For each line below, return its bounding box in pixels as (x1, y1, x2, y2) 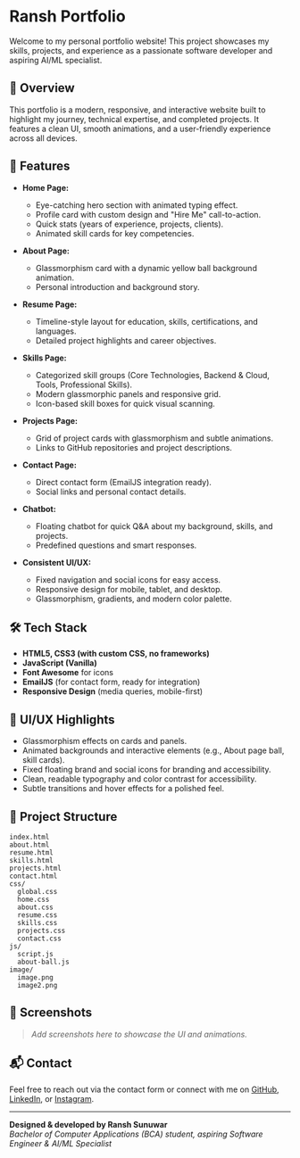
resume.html (9, 848, 54, 857)
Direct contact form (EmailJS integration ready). (35, 476, 212, 487)
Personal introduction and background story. (35, 281, 200, 292)
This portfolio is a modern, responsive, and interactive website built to (9, 104, 266, 115)
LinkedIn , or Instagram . (9, 1093, 95, 1104)
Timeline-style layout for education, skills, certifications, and (35, 316, 259, 327)
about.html (9, 840, 50, 849)
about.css (17, 903, 54, 912)
